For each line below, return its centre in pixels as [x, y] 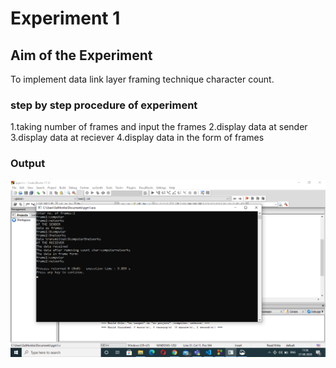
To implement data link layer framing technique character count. [142, 79]
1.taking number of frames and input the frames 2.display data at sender [159, 127]
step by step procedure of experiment [104, 105]
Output [28, 164]
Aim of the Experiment [81, 55]
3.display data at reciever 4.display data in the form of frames [137, 138]
